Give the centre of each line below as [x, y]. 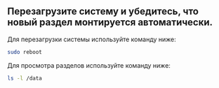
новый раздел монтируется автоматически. [110, 23]
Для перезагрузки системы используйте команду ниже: [92, 39]
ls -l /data [25, 78]
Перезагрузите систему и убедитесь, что [103, 12]
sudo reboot [25, 52]
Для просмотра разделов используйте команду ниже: [89, 65]
